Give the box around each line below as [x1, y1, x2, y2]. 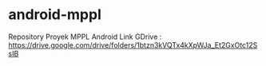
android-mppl [8, 6, 102, 24]
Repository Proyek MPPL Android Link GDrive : [8, 32, 162, 41]
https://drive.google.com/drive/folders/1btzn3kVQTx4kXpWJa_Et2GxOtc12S [8, 40, 258, 49]
